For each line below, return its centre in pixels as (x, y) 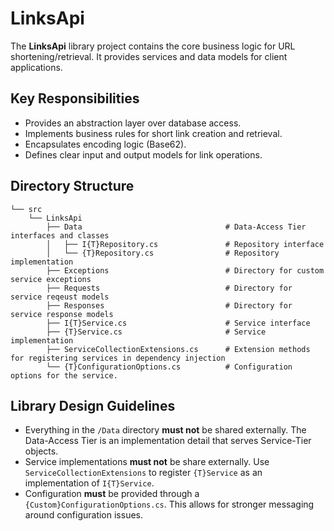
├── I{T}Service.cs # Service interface (178, 323)
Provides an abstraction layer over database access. (133, 123)
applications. (36, 67)
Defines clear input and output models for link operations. (143, 154)
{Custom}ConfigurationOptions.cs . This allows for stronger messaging (169, 504)
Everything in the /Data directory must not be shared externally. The (165, 430)
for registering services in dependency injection (118, 358)
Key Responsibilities (75, 98)
